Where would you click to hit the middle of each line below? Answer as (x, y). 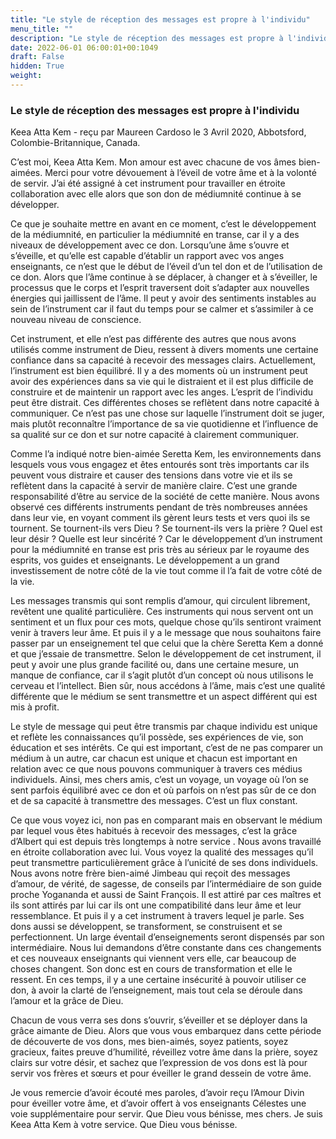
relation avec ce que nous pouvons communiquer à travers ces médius (156, 769)
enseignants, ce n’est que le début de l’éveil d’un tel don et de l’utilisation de (166, 267)
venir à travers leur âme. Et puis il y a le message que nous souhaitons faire (166, 633)
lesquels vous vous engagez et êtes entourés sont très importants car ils (160, 465)
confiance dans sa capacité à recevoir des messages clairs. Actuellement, (163, 360)
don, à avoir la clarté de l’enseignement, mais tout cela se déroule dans (156, 990)
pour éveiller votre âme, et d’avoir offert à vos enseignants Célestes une (158, 1103)
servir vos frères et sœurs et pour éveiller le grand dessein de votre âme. (161, 1073)
